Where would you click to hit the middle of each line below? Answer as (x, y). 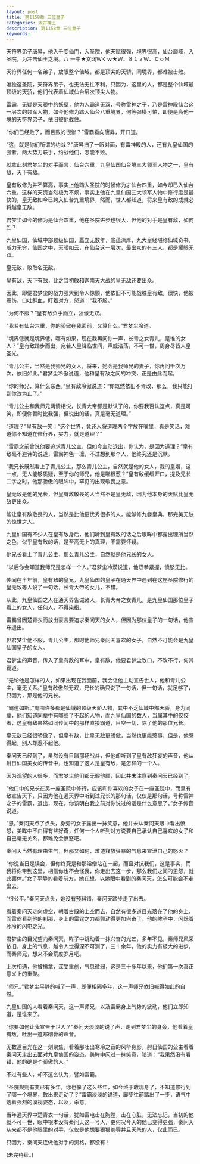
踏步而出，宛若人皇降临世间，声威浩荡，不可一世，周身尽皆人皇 (113, 346)
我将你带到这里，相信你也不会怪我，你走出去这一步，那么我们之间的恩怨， (97, 871)
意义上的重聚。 (24, 974)
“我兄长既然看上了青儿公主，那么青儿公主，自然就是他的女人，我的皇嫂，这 (99, 467)
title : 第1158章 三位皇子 (36, 17)
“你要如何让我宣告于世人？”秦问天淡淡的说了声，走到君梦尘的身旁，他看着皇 (100, 1027)
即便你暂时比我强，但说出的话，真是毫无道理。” (74, 414)
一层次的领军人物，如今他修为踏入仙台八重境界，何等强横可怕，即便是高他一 (100, 112)
